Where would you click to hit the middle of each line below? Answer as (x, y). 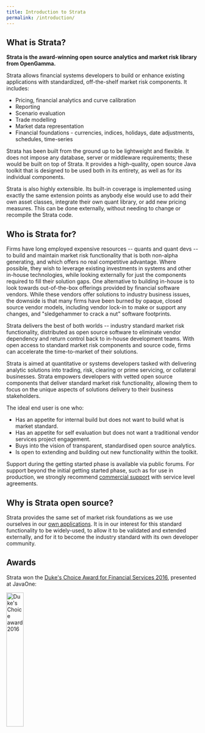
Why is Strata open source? (60, 503)
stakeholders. (23, 396)
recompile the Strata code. (40, 215)
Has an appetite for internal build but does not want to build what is (99, 420)
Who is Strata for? (41, 234)
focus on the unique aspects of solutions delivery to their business (90, 389)
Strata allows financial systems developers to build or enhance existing (95, 76)
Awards (21, 563)
